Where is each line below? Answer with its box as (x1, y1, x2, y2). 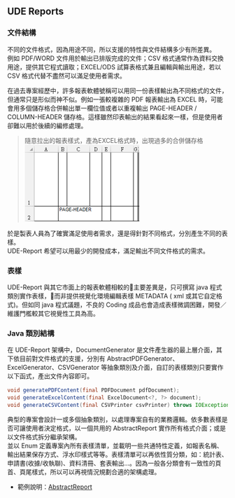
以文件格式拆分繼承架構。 (7, 432, 81, 441)
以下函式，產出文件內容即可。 (7, 372, 93, 380)
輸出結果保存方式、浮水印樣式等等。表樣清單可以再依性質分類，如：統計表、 (7, 450, 228, 458)
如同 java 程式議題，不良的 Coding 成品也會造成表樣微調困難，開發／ (27, 300, 227, 309)
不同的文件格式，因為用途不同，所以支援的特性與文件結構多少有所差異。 (7, 45, 215, 53)
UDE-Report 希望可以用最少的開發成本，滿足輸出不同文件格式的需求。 (7, 247, 210, 255)
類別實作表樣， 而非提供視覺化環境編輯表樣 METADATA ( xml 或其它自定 (7, 291, 217, 300)
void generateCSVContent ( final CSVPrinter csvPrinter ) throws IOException (7, 402, 230, 409)
